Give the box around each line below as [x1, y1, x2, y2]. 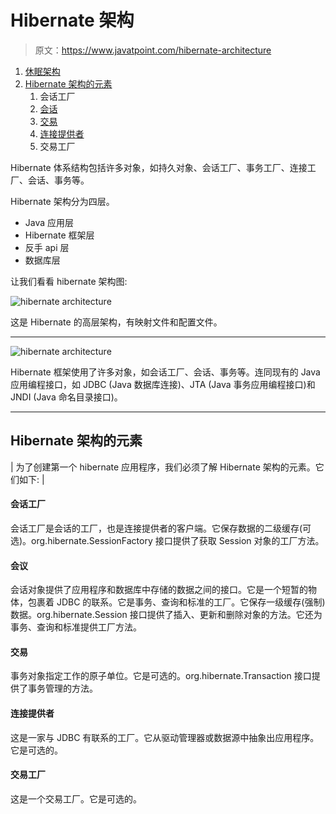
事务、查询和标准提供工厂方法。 [10, 621, 142, 633]
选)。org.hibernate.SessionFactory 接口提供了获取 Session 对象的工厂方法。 [10, 534, 325, 546]
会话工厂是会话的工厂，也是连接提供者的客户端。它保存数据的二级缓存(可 [10, 522, 312, 534]
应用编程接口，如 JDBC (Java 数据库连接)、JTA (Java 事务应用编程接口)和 [10, 378, 316, 390]
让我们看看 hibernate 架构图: [10, 275, 128, 287]
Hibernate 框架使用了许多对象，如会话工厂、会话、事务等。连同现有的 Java [10, 366, 321, 378]
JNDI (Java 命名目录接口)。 [10, 391, 123, 403]
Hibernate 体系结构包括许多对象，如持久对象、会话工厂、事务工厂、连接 [10, 161, 308, 173]
